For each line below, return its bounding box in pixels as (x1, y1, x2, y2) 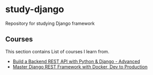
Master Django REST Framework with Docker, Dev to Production (12, 63, 148, 69)
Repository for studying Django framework (5, 20, 95, 26)
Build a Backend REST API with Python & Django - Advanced (12, 58, 140, 64)
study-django (5, 4, 64, 15)
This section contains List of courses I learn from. (5, 48, 110, 54)
